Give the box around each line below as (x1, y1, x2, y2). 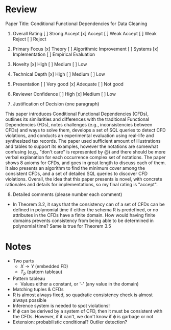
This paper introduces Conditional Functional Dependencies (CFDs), (5, 111, 149, 117)
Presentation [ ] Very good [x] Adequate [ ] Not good (12, 81, 124, 87)
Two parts (12, 257, 34, 264)
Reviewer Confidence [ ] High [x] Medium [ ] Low (12, 91, 116, 97)
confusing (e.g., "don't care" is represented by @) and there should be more (5, 148, 166, 155)
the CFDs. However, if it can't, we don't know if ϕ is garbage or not (12, 313, 154, 319)
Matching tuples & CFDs (12, 286, 64, 292)
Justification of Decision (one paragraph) (12, 101, 100, 107)
